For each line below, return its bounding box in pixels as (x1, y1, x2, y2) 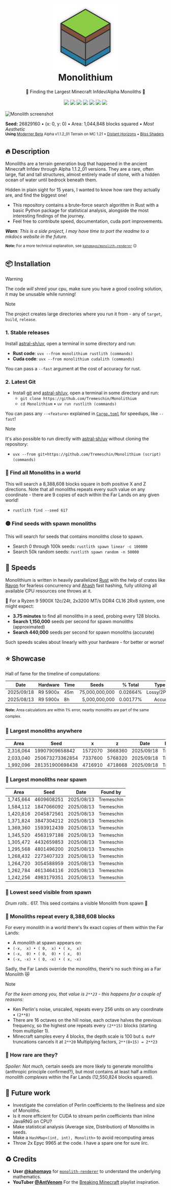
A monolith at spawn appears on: (12, 940, 82, 946)
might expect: (5, 603, 34, 609)
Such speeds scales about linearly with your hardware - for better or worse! (5, 639, 164, 645)
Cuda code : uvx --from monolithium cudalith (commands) (12, 356, 135, 362)
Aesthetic (5, 126, 25, 132)
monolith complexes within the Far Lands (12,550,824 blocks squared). (5, 1074, 154, 1080)
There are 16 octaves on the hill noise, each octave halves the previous (12, 1017, 162, 1023)
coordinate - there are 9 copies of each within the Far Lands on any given (5, 492, 159, 498)
